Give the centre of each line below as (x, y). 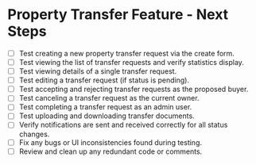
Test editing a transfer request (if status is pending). (104, 80)
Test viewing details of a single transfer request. (98, 71)
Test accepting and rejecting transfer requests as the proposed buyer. (134, 90)
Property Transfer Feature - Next (118, 15)
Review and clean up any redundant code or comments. (111, 151)
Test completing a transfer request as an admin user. (105, 107)
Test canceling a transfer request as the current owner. (109, 98)
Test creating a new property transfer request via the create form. (127, 53)
